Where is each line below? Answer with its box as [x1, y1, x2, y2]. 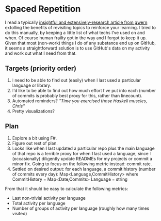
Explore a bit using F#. [12, 135, 57, 141]
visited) [12, 210, 28, 216]
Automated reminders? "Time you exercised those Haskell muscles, [12, 98, 147, 104]
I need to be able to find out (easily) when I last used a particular [12, 77, 141, 83]
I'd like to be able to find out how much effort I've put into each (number [12, 87, 156, 93]
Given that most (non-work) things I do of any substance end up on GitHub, [5, 40, 156, 46]
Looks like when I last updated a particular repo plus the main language [12, 145, 155, 151]
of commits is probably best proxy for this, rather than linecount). [12, 93, 143, 98]
